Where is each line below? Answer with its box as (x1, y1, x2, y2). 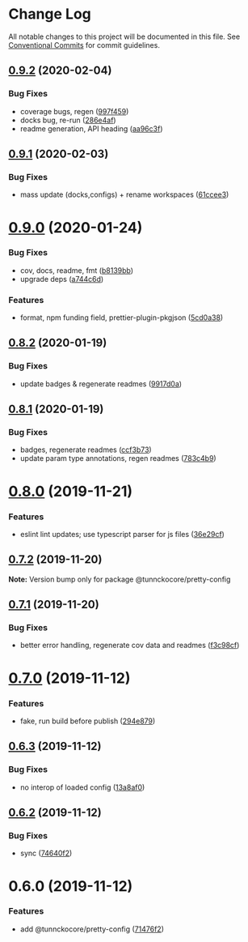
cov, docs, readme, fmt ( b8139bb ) (19, 265, 134, 275)
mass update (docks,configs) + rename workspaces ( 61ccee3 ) (19, 190, 229, 199)
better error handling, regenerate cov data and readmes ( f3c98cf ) (19, 641, 240, 650)
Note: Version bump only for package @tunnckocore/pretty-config (8, 574, 231, 584)
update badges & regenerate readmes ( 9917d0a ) (19, 378, 183, 389)
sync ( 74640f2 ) (19, 848, 73, 859)
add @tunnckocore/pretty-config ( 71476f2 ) (19, 924, 164, 934)
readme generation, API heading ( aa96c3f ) (19, 123, 163, 134)
